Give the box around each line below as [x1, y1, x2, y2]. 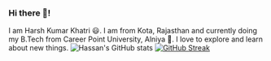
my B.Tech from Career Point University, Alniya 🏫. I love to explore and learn [8, 34, 263, 44]
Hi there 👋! [8, 7, 51, 19]
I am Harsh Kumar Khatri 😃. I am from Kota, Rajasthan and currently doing [8, 26, 258, 36]
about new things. [8, 43, 69, 53]
